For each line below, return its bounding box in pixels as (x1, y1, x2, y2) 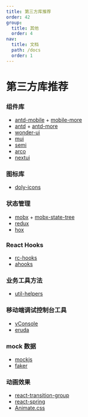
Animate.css (14, 405, 45, 412)
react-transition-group (14, 392, 70, 399)
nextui (14, 154, 31, 161)
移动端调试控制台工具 (6, 306, 67, 314)
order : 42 (6, 14, 31, 20)
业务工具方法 (6, 276, 43, 285)
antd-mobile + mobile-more (14, 117, 83, 124)
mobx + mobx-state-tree (14, 214, 75, 221)
